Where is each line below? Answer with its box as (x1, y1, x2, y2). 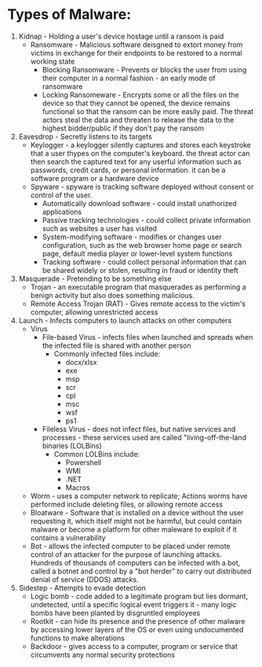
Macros (65, 482, 91, 492)
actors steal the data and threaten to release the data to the (42, 115, 235, 124)
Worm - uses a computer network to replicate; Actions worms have (30, 491, 248, 500)
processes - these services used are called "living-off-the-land (42, 433, 246, 442)
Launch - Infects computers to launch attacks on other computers (18, 315, 232, 325)
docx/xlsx (65, 357, 97, 367)
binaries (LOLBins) (42, 440, 103, 450)
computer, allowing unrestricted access (30, 307, 158, 316)
